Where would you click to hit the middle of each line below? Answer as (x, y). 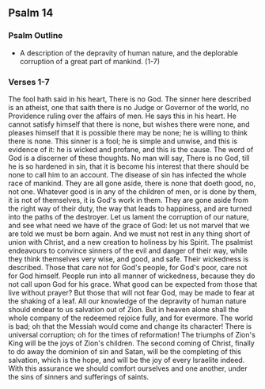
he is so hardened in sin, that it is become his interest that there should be (129, 166)
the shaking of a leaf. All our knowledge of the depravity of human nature (127, 301)
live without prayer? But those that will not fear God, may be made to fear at (131, 292)
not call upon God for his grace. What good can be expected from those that (133, 284)
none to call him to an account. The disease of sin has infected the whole (127, 174)
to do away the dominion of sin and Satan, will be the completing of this (125, 351)
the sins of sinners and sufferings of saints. (79, 376)
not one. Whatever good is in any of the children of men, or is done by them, (132, 191)
